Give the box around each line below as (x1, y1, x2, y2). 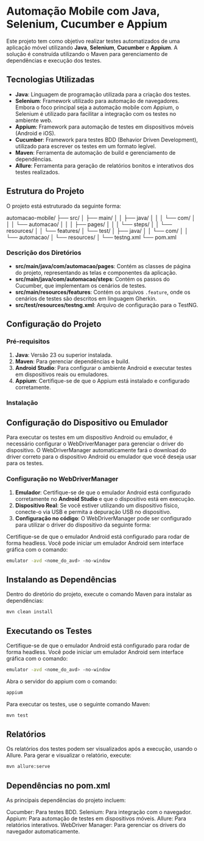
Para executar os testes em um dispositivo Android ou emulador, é (6, 434, 173, 441)
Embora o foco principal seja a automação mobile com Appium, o (15, 104, 180, 111)
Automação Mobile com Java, (6, 4, 160, 18)
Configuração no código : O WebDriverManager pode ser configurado (15, 514, 192, 522)
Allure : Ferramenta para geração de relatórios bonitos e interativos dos (15, 161, 194, 169)
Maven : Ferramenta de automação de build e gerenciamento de (15, 149, 176, 156)
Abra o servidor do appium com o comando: (6, 678, 118, 685)
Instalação (6, 399, 38, 407)
